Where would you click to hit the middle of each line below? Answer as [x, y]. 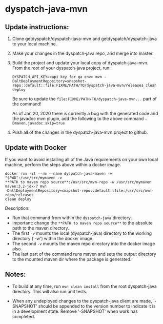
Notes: [15, 274]
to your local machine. [34, 44]
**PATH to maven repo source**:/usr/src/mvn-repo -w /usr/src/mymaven [78, 182]
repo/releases [20, 195]
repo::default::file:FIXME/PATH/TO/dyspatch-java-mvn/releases [78, 85]
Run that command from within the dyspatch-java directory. [72, 218]
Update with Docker [36, 148]
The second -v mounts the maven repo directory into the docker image [83, 243]
